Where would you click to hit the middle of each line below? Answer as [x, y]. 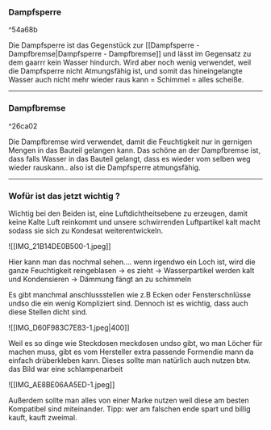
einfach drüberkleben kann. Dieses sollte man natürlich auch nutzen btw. [130, 360]
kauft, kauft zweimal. [43, 417]
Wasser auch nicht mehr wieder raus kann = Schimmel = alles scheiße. [126, 80]
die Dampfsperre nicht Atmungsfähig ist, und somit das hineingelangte [126, 71]
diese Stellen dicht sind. [48, 312]
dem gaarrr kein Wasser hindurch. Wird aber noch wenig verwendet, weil [130, 62]
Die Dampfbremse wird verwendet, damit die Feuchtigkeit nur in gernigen [130, 141]
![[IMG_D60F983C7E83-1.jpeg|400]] [69, 327]
